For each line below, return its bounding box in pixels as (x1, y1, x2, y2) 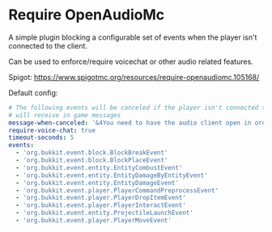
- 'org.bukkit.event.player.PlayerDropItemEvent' (15, 194, 186, 202)
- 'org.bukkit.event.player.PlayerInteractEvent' (15, 201, 186, 209)
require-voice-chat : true (8, 126, 96, 134)
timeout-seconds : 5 (8, 133, 74, 142)
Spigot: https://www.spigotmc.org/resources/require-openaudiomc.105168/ (8, 72, 260, 82)
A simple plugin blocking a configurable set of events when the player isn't (8, 32, 257, 42)
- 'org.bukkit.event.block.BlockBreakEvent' (15, 149, 168, 157)
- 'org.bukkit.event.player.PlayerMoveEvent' (15, 217, 172, 225)
